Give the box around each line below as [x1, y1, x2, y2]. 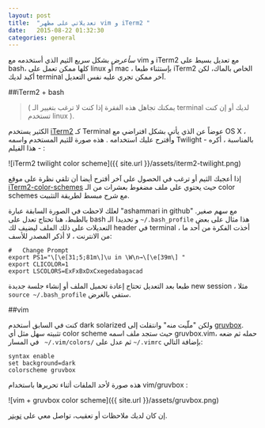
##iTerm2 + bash [8, 88, 65, 97]
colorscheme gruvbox [8, 366, 77, 374]
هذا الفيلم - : [8, 143, 46, 153]
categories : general [8, 33, 77, 42]
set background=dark [8, 359, 77, 368]
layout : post [8, 11, 51, 20]
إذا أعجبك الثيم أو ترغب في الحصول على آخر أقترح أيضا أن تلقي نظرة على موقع [8, 174, 241, 184]
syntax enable [8, 353, 55, 361]
